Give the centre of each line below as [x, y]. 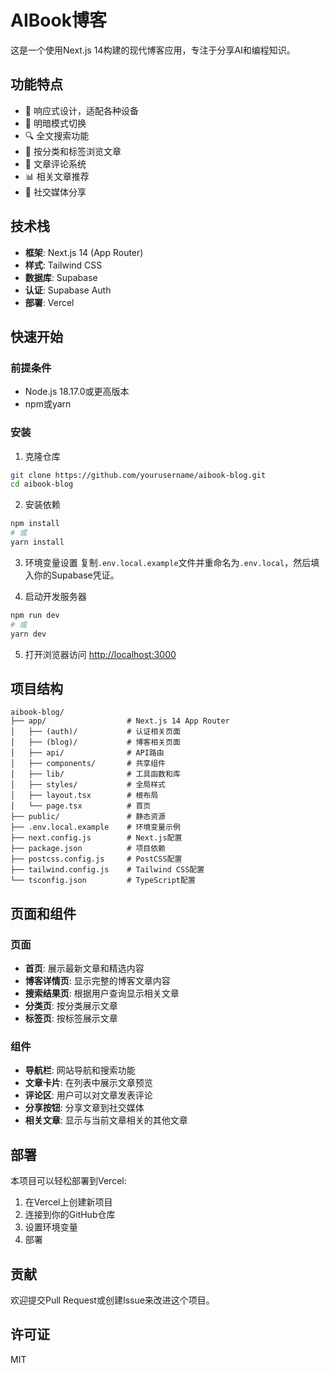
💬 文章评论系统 [55, 163]
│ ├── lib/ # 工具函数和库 [95, 774]
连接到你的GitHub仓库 [70, 1215]
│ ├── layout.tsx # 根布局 [84, 796]
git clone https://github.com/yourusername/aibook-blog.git [138, 475]
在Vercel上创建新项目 [68, 1202]
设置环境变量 [51, 1227]
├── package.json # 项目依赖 [88, 849]
